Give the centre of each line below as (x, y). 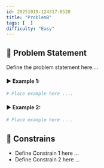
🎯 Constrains (31, 139)
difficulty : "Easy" (30, 28)
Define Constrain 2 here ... (47, 160)
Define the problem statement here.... (52, 67)
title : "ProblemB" (29, 17)
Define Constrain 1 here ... (47, 153)
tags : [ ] (20, 23)
